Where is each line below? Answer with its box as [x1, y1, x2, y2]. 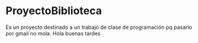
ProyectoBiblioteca [5, 4, 102, 18]
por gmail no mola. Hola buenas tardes [5, 29, 101, 37]
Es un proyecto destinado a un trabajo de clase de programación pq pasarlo [5, 24, 193, 31]
